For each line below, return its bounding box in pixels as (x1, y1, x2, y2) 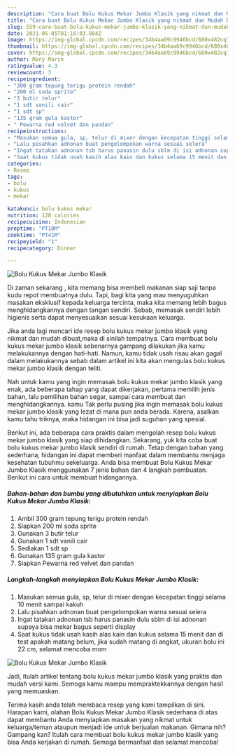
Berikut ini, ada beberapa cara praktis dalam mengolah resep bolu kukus (7, 428, 216, 437)
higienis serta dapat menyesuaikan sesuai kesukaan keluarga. (7, 313, 185, 322)
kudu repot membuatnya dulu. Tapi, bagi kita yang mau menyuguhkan (7, 291, 208, 299)
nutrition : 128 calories (7, 212, 80, 219)
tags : (7, 173, 23, 180)
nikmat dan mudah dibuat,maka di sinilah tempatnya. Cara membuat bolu (7, 334, 218, 343)
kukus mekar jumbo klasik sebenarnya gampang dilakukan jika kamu (7, 341, 205, 351)
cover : (7, 50, 27, 57)
